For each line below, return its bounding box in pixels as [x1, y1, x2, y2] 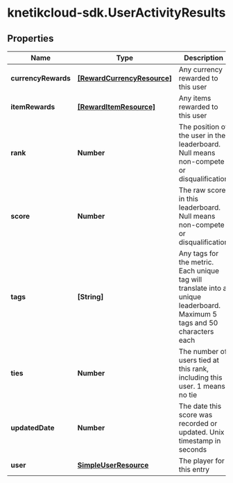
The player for [178, 456, 225, 466]
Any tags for [178, 248, 219, 258]
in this [178, 194, 199, 203]
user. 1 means [178, 382, 225, 391]
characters [178, 327, 214, 336]
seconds [178, 445, 207, 454]
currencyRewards [10, 74, 71, 83]
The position [178, 122, 220, 131]
